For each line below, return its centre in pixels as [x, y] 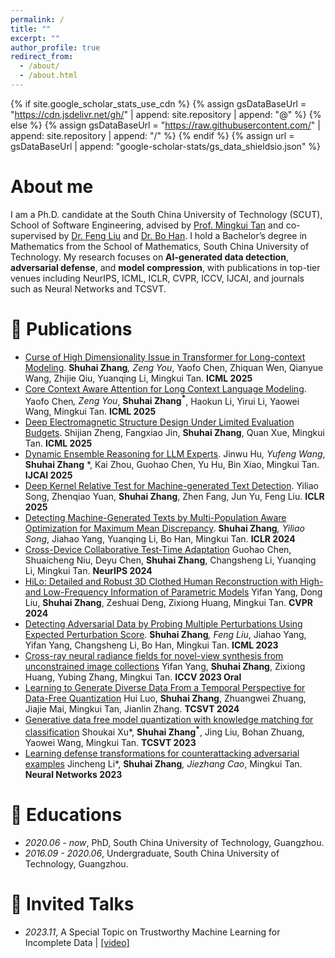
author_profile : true [55, 47]
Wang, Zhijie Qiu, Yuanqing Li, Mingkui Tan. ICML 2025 [138, 378]
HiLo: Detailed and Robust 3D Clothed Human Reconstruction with [161, 582]
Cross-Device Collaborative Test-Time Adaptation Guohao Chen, [158, 550]
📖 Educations [66, 815]
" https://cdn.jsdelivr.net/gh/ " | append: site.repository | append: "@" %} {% [166, 114]
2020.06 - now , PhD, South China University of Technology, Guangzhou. [174, 842]
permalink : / [37, 19]
